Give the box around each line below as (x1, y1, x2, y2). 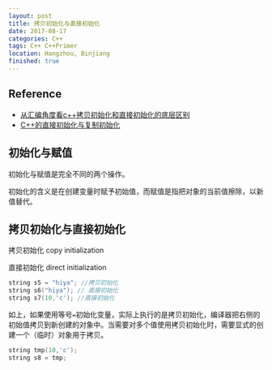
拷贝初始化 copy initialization (8, 245, 104, 256)
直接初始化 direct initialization (8, 263, 107, 273)
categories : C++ (8, 34, 63, 43)
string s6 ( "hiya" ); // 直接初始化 (8, 286, 119, 295)
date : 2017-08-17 (8, 27, 67, 35)
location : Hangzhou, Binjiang (8, 49, 111, 58)
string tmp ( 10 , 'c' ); (8, 346, 79, 354)
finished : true (8, 58, 60, 66)
